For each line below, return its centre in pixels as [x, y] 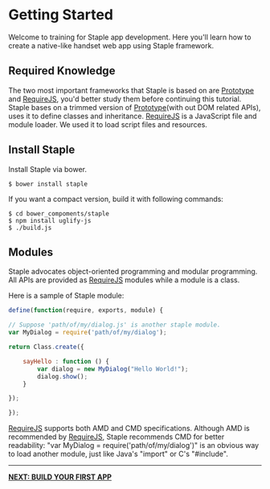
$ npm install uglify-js [50, 220]
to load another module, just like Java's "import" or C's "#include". [119, 454]
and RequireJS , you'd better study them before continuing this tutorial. [125, 99]
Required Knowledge [62, 71]
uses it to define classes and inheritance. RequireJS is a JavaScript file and [133, 116]
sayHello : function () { [66, 361]
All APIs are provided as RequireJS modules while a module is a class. [124, 280]
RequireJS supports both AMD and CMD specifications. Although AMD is [129, 429]
